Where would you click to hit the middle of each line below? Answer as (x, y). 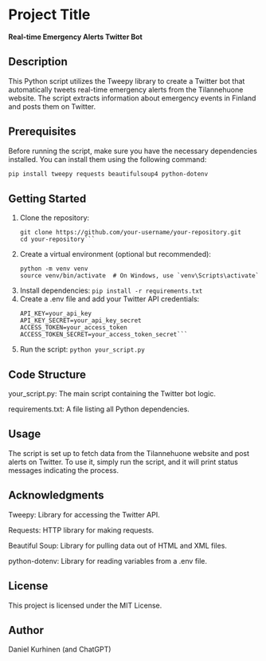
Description (38, 62)
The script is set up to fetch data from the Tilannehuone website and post (129, 453)
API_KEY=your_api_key (55, 314)
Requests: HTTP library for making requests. (81, 530)
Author (26, 630)
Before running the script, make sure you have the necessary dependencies (133, 151)
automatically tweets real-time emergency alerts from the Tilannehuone (126, 89)
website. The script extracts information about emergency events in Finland (132, 98)
